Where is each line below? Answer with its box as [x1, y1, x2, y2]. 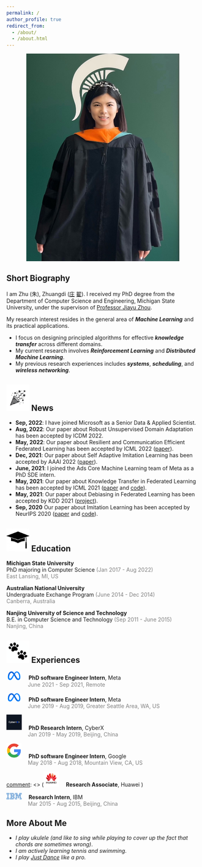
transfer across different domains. [15, 340, 103, 347]
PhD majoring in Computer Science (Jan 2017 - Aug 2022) [6, 566, 154, 574]
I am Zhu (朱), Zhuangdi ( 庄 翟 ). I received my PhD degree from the [6, 290, 175, 297]
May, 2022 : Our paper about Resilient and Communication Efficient [15, 439, 185, 446]
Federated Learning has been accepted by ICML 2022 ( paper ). [15, 445, 174, 453]
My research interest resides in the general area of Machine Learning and [6, 316, 194, 323]
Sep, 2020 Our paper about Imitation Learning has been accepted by [15, 504, 190, 511]
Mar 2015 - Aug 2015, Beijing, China [28, 800, 118, 808]
